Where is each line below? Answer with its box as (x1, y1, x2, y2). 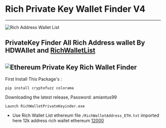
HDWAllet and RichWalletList (5, 46, 95, 55)
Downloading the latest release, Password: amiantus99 (5, 95, 117, 100)
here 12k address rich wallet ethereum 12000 (12, 118, 104, 124)
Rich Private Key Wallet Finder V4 (5, 3, 146, 15)
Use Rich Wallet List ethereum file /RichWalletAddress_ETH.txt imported (12, 112, 160, 119)
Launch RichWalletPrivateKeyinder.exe (5, 104, 85, 109)
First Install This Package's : (5, 76, 62, 82)
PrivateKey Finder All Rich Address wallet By (5, 38, 145, 47)
